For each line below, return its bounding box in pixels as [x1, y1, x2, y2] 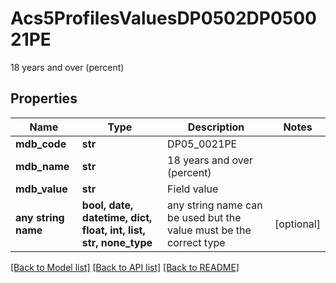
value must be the [167, 223, 252, 237]
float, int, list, [81, 223, 146, 237]
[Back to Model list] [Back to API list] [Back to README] [10, 261, 240, 273]
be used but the [167, 210, 242, 224]
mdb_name [15, 159, 70, 173]
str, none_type [81, 235, 153, 249]
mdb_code [15, 137, 67, 151]
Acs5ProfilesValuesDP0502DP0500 [10, 7, 317, 30]
